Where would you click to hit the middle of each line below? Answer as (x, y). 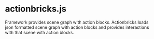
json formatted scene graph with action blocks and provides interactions (77, 27)
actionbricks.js (36, 9)
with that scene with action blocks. (40, 32)
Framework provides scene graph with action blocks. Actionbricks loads (77, 22)
